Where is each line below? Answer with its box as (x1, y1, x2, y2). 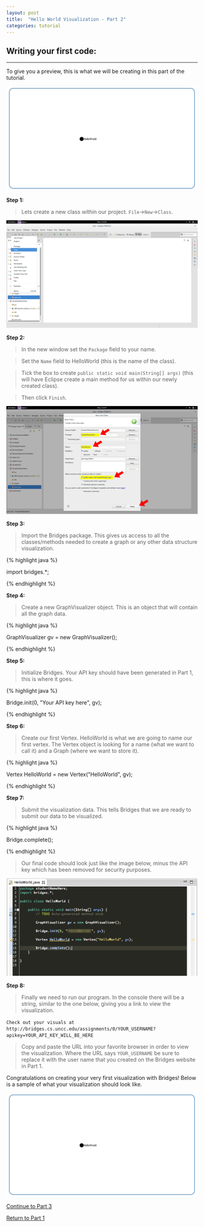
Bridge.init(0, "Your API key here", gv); (6, 699, 102, 706)
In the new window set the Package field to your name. (21, 346, 157, 353)
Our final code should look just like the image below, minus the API (21, 859, 188, 867)
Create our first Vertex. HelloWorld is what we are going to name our (21, 734, 192, 741)
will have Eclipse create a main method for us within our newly (21, 376, 177, 383)
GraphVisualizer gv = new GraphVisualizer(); (6, 633, 117, 641)
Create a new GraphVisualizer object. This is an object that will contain (21, 603, 198, 611)
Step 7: (6, 794, 24, 802)
